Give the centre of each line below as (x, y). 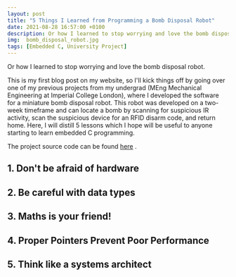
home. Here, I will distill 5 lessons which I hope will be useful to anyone (110, 125)
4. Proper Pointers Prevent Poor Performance (108, 240)
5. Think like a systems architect (80, 264)
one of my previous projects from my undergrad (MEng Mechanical (105, 88)
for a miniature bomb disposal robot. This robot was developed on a (105, 103)
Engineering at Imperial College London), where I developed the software (113, 95)
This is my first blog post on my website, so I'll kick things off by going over (116, 80)
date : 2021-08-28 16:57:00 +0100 (56, 27)
